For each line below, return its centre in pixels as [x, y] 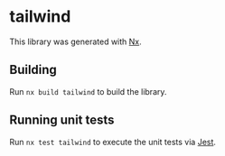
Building [33, 70]
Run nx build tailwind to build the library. [88, 91]
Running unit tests [62, 120]
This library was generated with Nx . [75, 41]
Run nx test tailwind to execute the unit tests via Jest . [113, 142]
